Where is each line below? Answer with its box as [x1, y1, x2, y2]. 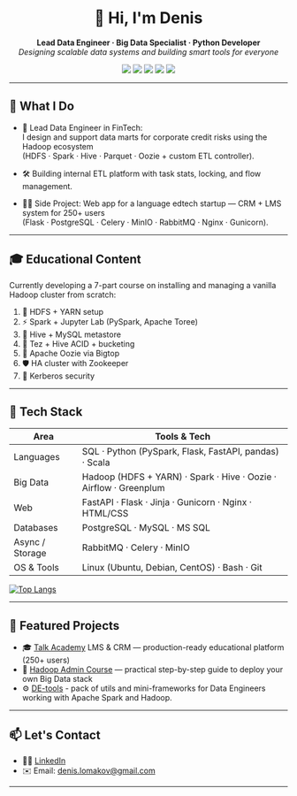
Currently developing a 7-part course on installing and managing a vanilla [9, 279, 277, 290]
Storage [13, 547, 47, 560]
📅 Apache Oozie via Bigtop [21, 348, 120, 358]
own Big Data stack [21, 674, 93, 685]
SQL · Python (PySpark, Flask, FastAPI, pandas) [81, 446, 280, 458]
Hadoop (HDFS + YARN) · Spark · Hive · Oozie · [81, 471, 277, 483]
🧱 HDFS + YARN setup [21, 306, 104, 317]
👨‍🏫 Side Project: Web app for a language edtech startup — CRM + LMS [21, 198, 282, 209]
